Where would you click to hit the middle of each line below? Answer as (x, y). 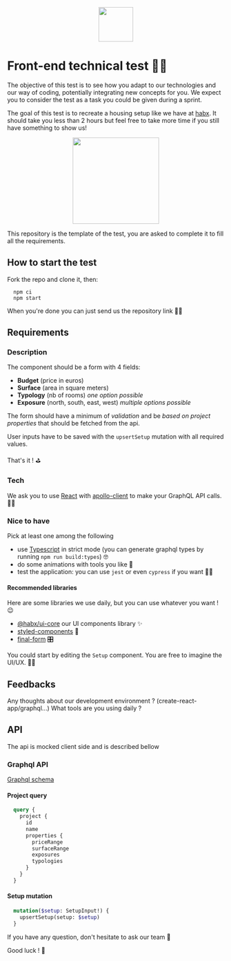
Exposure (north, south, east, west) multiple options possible (104, 403)
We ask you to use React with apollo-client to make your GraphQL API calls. (114, 495)
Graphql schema (31, 779)
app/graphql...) (28, 708)
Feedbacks (31, 684)
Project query (27, 795)
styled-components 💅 (48, 631)
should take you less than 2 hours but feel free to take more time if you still (113, 120)
